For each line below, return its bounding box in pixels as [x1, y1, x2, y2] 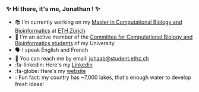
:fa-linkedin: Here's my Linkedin [14, 61, 93, 68]
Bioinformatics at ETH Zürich [14, 27, 86, 34]
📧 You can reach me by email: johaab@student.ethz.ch [14, 55, 149, 62]
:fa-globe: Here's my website [14, 68, 86, 75]
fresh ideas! [14, 81, 45, 88]
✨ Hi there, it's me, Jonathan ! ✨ [6, 5, 100, 13]
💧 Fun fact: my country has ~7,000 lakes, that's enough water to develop [14, 74, 191, 81]
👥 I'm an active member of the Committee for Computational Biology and [14, 33, 193, 40]
